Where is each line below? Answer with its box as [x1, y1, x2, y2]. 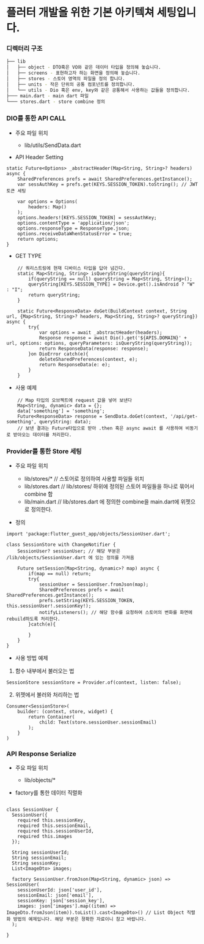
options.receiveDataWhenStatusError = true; [17, 230, 133, 236]
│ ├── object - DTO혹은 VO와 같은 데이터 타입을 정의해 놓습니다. [6, 64, 161, 70]
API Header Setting [15, 153, 64, 160]
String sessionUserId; [12, 850, 70, 856]
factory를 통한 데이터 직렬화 [15, 789, 82, 796]
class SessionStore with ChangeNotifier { [6, 542, 116, 548]
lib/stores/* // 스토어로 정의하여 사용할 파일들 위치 [24, 475, 145, 483]
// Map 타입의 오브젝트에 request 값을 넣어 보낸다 [17, 397, 133, 403]
